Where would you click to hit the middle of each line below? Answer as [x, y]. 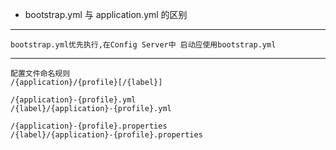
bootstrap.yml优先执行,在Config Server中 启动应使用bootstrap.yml [143, 45]
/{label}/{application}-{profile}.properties [106, 135]
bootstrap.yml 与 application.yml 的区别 [106, 14]
